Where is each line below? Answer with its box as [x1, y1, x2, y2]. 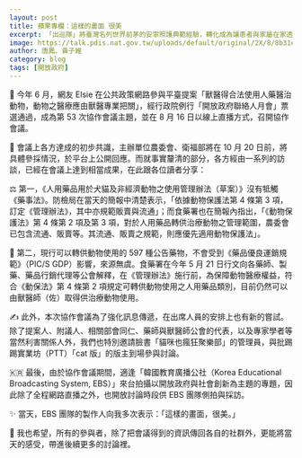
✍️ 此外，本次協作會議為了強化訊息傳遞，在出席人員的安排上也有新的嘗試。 [9, 311, 289, 321]
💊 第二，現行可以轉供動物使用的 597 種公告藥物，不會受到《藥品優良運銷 [9, 247, 280, 258]
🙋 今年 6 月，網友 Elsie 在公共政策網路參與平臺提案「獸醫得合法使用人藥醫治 [9, 89, 292, 100]
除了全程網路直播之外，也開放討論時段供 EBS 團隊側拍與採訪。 [16, 389, 250, 400]
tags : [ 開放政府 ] [9, 64, 69, 73]
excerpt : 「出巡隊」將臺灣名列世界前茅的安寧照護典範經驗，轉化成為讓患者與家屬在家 [9, 30, 287, 39]
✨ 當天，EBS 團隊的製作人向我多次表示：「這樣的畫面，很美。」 [9, 408, 240, 418]
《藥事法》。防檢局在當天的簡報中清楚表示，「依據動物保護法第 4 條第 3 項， [9, 194, 289, 205]
